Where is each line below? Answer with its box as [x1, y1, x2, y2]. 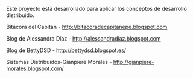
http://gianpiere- [113, 59, 154, 65]
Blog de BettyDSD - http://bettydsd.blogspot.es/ [6, 47, 127, 54]
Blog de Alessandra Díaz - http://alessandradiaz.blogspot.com [6, 35, 161, 42]
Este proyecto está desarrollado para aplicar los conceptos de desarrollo [6, 5, 187, 12]
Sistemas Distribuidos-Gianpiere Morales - [6, 59, 112, 65]
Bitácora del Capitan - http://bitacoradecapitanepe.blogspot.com [6, 24, 168, 30]
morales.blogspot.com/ [6, 65, 65, 72]
